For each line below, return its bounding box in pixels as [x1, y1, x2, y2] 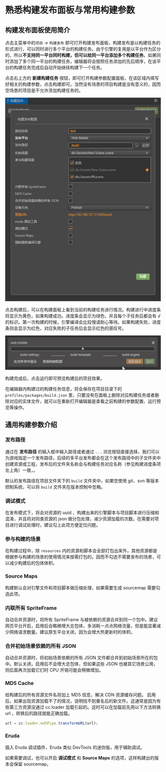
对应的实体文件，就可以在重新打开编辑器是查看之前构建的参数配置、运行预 [9, 398, 161, 404]
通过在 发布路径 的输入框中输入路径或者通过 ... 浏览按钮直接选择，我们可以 [5, 448, 160, 454]
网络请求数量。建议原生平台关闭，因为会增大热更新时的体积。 [9, 629, 135, 635]
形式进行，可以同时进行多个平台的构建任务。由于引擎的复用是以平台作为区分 [5, 46, 161, 52]
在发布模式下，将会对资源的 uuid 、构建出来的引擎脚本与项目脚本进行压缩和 [5, 510, 160, 516]
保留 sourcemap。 [13, 761, 51, 767]
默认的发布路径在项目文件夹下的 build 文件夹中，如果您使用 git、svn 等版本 [5, 478, 159, 483]
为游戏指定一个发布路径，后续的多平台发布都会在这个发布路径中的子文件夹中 [5, 455, 161, 461]
